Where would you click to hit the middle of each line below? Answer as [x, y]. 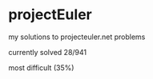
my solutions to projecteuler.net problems [77, 37]
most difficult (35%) [41, 67]
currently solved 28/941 [47, 52]
